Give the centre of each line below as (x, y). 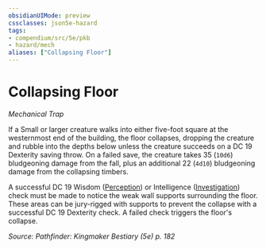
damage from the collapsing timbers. (68, 171)
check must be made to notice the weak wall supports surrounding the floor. (133, 195)
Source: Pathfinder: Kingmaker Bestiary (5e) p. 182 (92, 236)
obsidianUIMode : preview (49, 16)
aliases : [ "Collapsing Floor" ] (60, 53)
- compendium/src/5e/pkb (49, 38)
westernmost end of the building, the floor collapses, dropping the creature (131, 138)
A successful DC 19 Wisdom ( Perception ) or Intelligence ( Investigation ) (124, 187)
